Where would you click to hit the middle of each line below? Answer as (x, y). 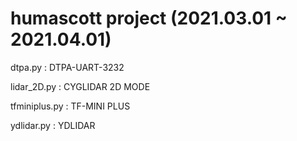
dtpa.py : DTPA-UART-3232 (67, 67)
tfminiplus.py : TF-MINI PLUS (70, 106)
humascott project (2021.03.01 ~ (149, 18)
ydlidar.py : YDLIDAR (53, 125)
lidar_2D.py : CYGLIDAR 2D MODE (80, 86)
